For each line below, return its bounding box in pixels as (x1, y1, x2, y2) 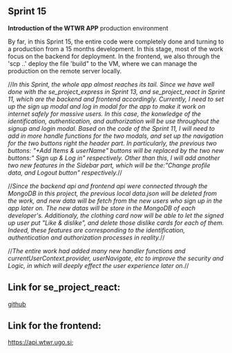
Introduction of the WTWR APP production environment (8, 24, 168, 32)
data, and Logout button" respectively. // (8, 168, 123, 176)
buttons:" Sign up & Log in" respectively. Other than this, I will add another (8, 154, 220, 162)
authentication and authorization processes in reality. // (8, 233, 165, 242)
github (8, 300, 26, 308)
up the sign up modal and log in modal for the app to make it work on (8, 102, 206, 110)
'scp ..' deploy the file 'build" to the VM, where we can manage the (8, 59, 197, 68)
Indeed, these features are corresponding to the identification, (8, 226, 186, 234)
